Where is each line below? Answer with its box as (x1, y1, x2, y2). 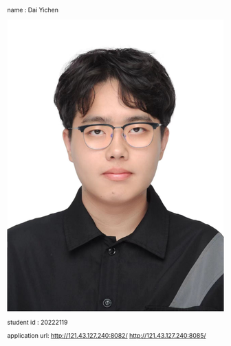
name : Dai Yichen (7, 6, 58, 14)
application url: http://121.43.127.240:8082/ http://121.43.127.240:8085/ (7, 332, 206, 340)
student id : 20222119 (7, 319, 68, 327)
